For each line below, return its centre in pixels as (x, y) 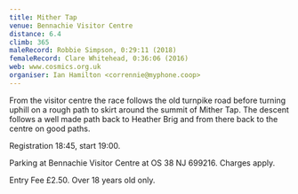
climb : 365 (29, 42)
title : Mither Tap (43, 17)
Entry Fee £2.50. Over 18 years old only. (82, 180)
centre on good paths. (50, 128)
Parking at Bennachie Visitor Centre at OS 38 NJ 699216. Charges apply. (142, 163)
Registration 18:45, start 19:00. (65, 145)
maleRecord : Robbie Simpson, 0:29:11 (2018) (93, 50)
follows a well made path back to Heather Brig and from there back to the (144, 119)
